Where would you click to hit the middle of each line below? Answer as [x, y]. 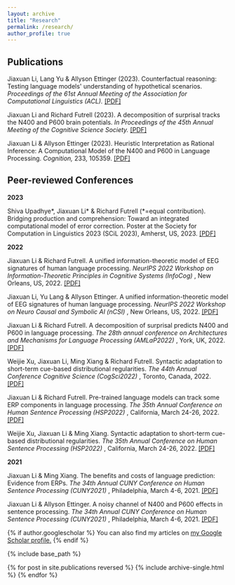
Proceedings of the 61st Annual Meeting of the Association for [97, 94]
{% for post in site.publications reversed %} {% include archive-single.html [116, 567]
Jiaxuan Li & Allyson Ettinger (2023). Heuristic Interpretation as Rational [111, 143]
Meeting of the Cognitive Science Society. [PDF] [77, 130]
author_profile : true [39, 33]
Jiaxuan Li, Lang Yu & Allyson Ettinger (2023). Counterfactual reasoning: [112, 79]
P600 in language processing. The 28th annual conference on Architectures [117, 333]
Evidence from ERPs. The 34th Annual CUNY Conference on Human [106, 483]
